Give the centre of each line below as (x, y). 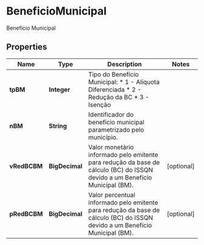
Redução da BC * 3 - (119, 97)
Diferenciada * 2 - (115, 89)
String (58, 126)
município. (103, 137)
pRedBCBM (26, 213)
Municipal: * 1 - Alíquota (124, 82)
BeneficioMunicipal (56, 11)
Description (124, 64)
